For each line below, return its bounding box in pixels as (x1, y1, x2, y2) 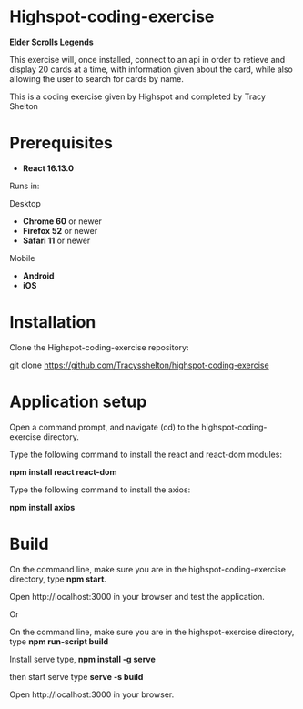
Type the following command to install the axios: (9, 484, 191, 495)
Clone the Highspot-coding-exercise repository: (9, 341, 189, 352)
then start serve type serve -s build (9, 671, 144, 682)
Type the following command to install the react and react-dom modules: (9, 449, 282, 460)
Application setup (9, 391, 147, 411)
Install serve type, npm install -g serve (9, 653, 157, 664)
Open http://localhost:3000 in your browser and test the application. (9, 591, 266, 602)
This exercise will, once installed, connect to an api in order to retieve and (9, 54, 286, 65)
